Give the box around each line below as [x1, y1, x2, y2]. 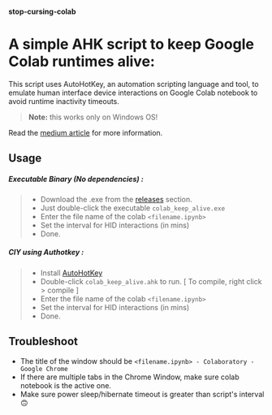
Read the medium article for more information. [8, 128, 163, 137]
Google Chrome [19, 365, 68, 373]
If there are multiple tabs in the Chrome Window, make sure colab [19, 372, 240, 382]
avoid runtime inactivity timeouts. [8, 96, 120, 106]
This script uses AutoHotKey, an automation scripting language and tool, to [8, 79, 259, 89]
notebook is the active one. [19, 380, 112, 390]
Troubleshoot [8, 335, 79, 348]
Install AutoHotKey [40, 268, 103, 278]
